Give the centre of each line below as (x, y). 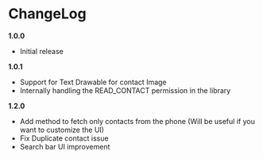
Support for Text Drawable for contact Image (93, 82)
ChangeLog (47, 14)
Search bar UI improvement (65, 146)
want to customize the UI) (62, 130)
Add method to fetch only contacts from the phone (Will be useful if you (137, 121)
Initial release (41, 51)
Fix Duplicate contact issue (64, 138)
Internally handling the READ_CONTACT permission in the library (125, 90)
